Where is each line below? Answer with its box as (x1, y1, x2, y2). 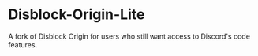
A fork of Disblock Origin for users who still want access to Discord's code (8, 32, 251, 41)
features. (8, 39, 38, 49)
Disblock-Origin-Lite (8, 6, 145, 24)
